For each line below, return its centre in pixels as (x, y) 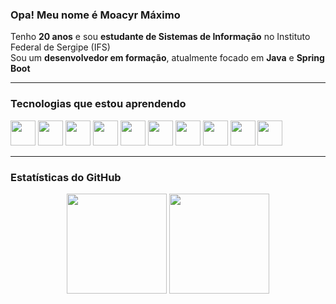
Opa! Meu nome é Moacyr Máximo (95, 15)
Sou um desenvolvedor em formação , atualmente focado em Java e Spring (167, 58)
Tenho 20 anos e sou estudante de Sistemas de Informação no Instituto (160, 37)
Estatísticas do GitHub (66, 177)
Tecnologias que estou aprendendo (98, 104)
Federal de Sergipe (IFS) (60, 47)
